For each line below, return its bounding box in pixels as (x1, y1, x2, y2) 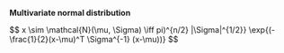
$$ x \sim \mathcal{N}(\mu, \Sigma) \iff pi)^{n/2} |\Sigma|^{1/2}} (9, 25, 247, 34)
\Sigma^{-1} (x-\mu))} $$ (86, 34, 179, 44)
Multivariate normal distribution (9, 8, 131, 18)
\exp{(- (248, 25, 276, 34)
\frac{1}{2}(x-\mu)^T (9, 34, 85, 44)
